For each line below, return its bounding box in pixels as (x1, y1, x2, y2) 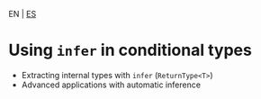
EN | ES (8, 9, 37, 19)
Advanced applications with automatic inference (21, 79, 202, 90)
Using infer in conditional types (8, 40, 253, 60)
